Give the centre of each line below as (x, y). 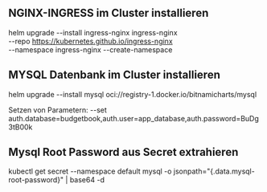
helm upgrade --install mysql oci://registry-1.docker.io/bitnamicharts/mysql (133, 94)
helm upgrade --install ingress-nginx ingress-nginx (93, 32)
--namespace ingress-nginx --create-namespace (90, 49)
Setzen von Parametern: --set (58, 110)
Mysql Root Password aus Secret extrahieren (123, 152)
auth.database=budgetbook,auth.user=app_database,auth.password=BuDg (134, 118)
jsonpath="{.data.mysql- (214, 171)
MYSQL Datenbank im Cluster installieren (115, 75)
